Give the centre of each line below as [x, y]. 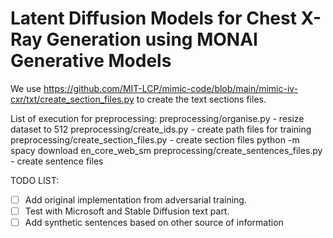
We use [26, 88]
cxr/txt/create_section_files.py [72, 99]
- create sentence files [57, 161]
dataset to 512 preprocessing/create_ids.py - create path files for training [161, 129]
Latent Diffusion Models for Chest [153, 18]
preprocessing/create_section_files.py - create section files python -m [155, 139]
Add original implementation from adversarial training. [135, 199]
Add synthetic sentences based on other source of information [154, 223]
